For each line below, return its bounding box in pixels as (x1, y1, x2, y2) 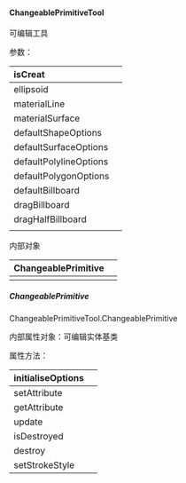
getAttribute (13, 401, 64, 414)
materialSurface (13, 112, 81, 124)
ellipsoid (13, 83, 49, 96)
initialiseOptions (13, 372, 84, 384)
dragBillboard (13, 199, 70, 211)
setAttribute (13, 387, 63, 400)
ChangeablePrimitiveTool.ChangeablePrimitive (9, 313, 178, 324)
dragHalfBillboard (13, 213, 87, 226)
